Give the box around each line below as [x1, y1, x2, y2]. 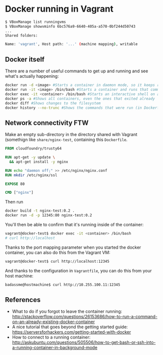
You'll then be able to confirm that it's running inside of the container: [5, 222, 144, 228]
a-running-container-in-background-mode [12, 345, 98, 351]
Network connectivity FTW [5, 118, 89, 127]
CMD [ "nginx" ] [5, 190, 34, 195]
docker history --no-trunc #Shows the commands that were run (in [5, 105, 142, 110]
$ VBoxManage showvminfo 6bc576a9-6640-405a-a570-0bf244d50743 [5, 24, 136, 29]
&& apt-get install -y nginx [9, 159, 68, 164]
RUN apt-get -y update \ [5, 155, 55, 160]
